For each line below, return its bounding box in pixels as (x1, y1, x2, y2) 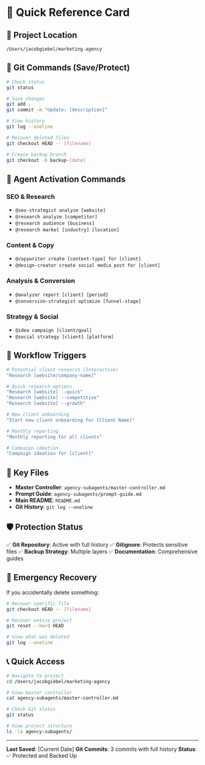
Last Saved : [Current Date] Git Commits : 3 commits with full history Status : (6, 745, 197, 753)
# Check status (6, 79, 45, 85)
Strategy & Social (6, 312, 59, 320)
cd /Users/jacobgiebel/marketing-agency (6, 678, 111, 684)
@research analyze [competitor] (15, 214, 98, 220)
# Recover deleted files (6, 135, 70, 141)
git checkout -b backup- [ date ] (6, 157, 86, 163)
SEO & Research (6, 192, 55, 201)
